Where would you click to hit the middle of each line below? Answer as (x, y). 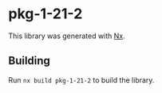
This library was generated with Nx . (67, 36)
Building (29, 61)
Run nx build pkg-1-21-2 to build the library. (81, 79)
